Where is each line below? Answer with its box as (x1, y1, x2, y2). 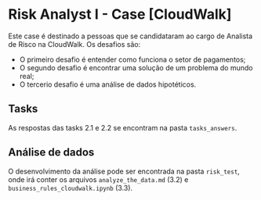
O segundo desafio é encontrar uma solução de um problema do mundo (19, 62, 253, 72)
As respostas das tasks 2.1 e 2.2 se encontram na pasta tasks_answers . (8, 123, 237, 132)
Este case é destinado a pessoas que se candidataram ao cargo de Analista (8, 31, 253, 41)
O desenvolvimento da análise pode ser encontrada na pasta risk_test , (8, 166, 241, 176)
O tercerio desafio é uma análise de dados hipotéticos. (19, 80, 197, 89)
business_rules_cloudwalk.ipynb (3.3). (8, 183, 133, 192)
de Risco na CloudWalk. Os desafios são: (8, 39, 141, 48)
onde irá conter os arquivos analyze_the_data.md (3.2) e (8, 174, 189, 184)
